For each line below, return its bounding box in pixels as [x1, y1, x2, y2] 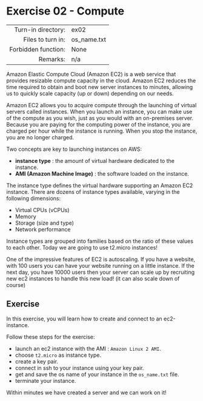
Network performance [15, 225, 71, 233]
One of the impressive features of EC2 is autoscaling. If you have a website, [6, 256, 196, 263]
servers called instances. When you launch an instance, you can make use [6, 108, 193, 115]
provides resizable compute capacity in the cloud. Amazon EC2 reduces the [6, 77, 196, 84]
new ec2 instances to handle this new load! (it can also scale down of [6, 274, 180, 282]
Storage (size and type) [15, 219, 74, 227]
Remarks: [38, 55, 65, 63]
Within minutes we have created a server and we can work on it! [6, 389, 167, 396]
